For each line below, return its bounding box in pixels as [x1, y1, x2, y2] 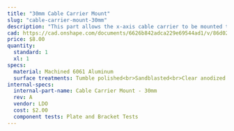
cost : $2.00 [13, 107, 49, 114]
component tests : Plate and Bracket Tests [13, 113, 139, 120]
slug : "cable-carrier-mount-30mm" [7, 17, 108, 24]
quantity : [7, 42, 36, 49]
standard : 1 [13, 49, 49, 56]
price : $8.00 [7, 36, 45, 43]
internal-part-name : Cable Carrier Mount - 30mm [13, 87, 157, 94]
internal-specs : [7, 81, 54, 88]
